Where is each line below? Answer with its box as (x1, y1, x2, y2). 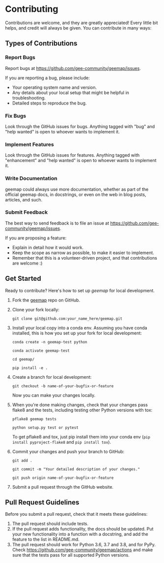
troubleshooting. (12, 95, 46, 100)
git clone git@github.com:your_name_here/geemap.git (12, 316, 123, 321)
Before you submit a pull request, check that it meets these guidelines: (5, 511, 148, 517)
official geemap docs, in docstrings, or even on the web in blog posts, (5, 191, 146, 198)
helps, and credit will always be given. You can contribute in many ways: (5, 25, 152, 31)
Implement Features (5, 141, 54, 148)
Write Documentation (5, 175, 57, 182)
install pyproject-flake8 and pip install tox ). (12, 439, 111, 445)
